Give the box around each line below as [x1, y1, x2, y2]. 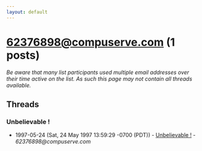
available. [6, 81, 32, 89]
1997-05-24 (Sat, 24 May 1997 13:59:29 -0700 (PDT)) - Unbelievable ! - [15, 131, 196, 139]
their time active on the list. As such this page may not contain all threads [6, 75, 193, 83]
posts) [6, 48, 40, 62]
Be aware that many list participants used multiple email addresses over [6, 68, 190, 76]
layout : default [6, 9, 48, 15]
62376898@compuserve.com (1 [6, 35, 176, 49]
